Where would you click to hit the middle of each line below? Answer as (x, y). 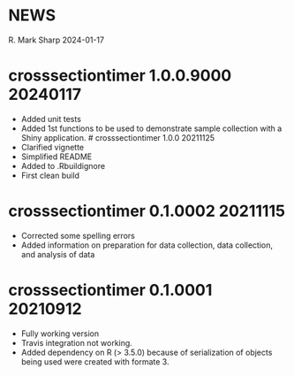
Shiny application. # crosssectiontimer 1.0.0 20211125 (118, 137)
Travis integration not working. (77, 342)
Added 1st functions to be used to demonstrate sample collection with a (151, 128)
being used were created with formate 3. (95, 361)
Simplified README (57, 157)
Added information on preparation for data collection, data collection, (147, 245)
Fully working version (60, 334)
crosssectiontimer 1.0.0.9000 (120, 76)
